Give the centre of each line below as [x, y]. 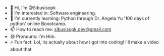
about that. [21, 49]
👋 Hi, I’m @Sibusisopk [33, 8]
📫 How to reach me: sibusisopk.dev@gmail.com [61, 29]
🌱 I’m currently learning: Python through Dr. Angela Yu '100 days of [80, 18]
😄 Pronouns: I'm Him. [33, 36]
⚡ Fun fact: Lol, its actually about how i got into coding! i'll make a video [84, 42]
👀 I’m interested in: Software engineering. [53, 13]
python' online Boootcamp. [38, 23]
